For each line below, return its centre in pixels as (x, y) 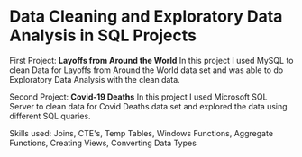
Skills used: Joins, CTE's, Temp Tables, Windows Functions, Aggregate (141, 133)
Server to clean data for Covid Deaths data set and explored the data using (148, 106)
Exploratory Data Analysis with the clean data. (95, 79)
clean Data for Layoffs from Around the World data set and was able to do (146, 70)
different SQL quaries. (50, 116)
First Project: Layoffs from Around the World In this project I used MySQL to (151, 60)
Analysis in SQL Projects (103, 35)
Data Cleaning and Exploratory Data (146, 17)
